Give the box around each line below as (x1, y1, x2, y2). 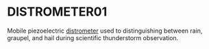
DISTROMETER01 (7, 4, 108, 20)
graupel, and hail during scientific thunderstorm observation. (7, 33, 179, 42)
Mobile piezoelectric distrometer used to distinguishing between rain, (7, 27, 203, 35)
